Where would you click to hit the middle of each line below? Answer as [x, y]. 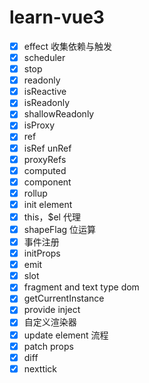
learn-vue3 [57, 17]
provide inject [52, 310]
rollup [35, 193]
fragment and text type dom [81, 287]
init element [48, 204]
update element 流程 [66, 335]
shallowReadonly [59, 114]
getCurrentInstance [64, 298]
